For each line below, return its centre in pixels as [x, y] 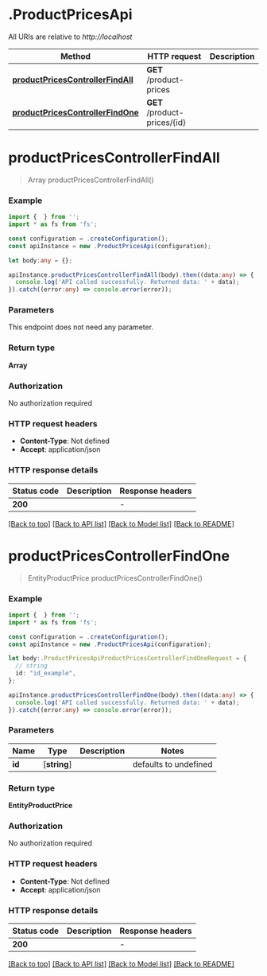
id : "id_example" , [46, 674]
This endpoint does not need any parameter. [81, 327]
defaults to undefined [172, 764]
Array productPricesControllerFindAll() [91, 180]
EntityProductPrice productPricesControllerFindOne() [115, 577]
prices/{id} [166, 122]
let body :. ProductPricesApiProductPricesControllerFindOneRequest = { [128, 659]
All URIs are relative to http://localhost [70, 37]
